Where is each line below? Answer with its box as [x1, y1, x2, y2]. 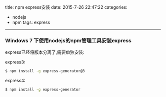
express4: [5, 78, 26, 84]
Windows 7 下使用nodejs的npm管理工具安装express [5, 37, 132, 44]
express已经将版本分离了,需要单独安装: [5, 49, 85, 55]
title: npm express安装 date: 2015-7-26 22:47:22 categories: [5, 4, 127, 10]
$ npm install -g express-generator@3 [5, 68, 85, 74]
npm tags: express [12, 19, 50, 25]
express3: [5, 59, 26, 65]
